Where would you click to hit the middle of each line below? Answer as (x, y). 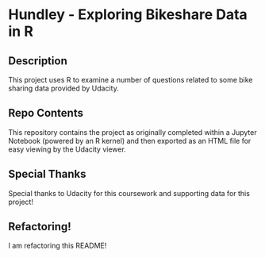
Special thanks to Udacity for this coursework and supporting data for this (129, 193)
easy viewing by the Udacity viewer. (67, 149)
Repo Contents (46, 113)
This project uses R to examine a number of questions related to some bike (131, 80)
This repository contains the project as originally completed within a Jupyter (132, 132)
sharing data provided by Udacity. (63, 88)
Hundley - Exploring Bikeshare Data (128, 15)
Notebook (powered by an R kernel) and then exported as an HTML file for (130, 141)
